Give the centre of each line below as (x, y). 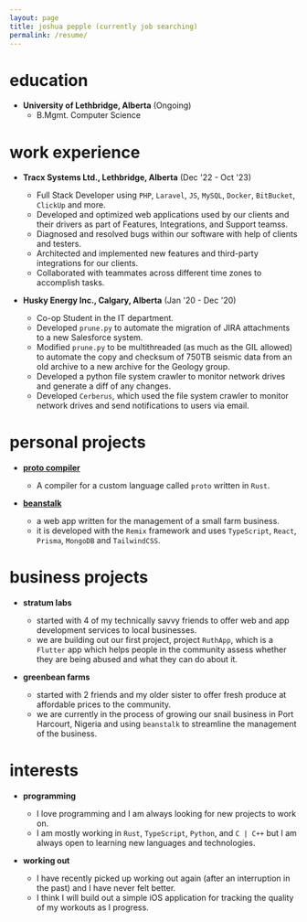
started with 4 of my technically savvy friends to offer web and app (163, 621)
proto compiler (51, 468)
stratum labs (47, 603)
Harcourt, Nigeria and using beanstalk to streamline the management (166, 724)
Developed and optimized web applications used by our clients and (163, 215)
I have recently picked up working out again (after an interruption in (163, 878)
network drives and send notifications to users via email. (143, 406)
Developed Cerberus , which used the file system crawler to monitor (163, 396)
